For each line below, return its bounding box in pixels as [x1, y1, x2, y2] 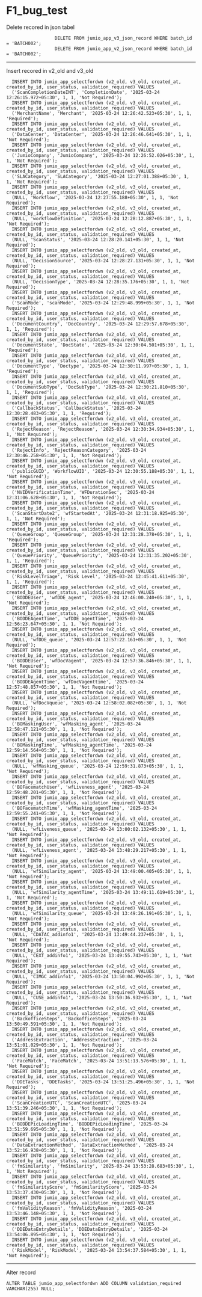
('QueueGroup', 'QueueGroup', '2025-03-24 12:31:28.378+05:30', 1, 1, [11, 531, 192, 537]
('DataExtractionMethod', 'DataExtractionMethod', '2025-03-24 [11, 1142, 173, 1148]
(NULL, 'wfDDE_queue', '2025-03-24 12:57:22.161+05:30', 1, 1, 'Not [11, 636, 187, 642]
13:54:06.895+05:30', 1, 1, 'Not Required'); [6, 1231, 122, 1237]
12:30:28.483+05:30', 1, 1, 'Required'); [6, 410, 112, 416]
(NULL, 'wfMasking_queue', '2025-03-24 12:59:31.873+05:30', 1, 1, [11, 763, 185, 769]
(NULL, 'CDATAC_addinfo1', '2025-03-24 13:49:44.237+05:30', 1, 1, [11, 931, 185, 937]
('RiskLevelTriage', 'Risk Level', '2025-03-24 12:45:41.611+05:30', [11, 573, 189, 579]
